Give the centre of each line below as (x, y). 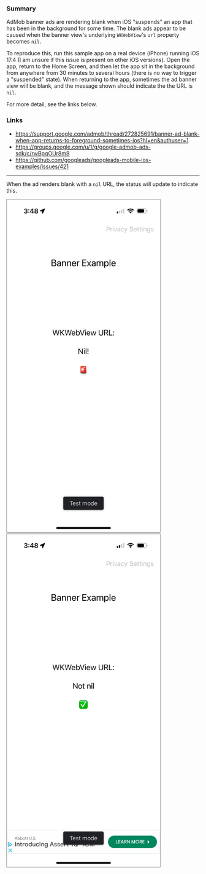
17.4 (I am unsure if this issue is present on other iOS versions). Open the (98, 60)
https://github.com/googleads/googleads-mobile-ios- (83, 160)
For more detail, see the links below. (52, 104)
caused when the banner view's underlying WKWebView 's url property (93, 35)
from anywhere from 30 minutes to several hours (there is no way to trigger (102, 73)
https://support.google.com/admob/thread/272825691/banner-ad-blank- (107, 134)
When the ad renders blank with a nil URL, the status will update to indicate (102, 184)
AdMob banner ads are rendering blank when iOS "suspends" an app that (99, 22)
